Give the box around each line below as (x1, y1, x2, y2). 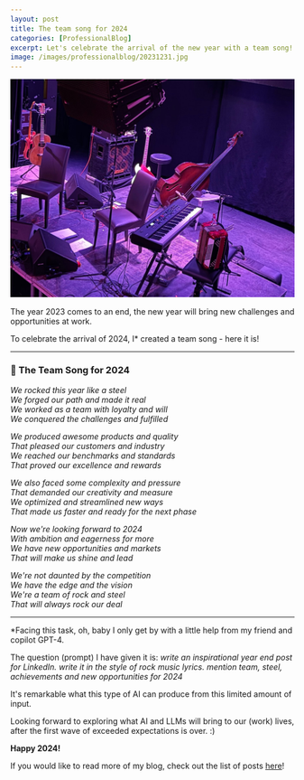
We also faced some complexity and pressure (10, 477, 181, 488)
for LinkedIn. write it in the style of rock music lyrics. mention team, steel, (10, 661, 283, 672)
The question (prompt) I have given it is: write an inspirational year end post (10, 652, 292, 663)
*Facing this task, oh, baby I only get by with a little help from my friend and (10, 625, 292, 635)
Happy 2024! (10, 742, 61, 754)
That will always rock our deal (10, 598, 123, 609)
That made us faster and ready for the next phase (10, 506, 198, 517)
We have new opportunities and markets (10, 542, 161, 553)
